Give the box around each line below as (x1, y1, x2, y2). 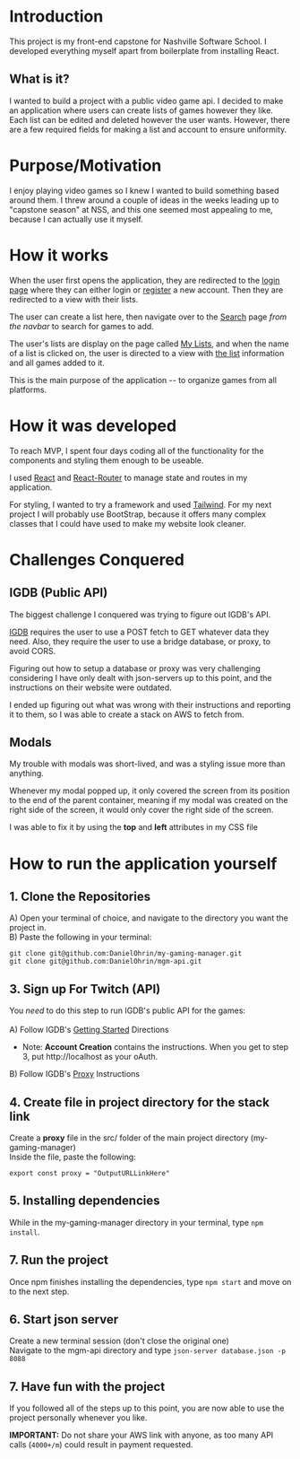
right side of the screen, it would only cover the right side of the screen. (9, 805, 274, 816)
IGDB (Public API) (9, 585, 108, 600)
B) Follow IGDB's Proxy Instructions (9, 1069, 141, 1079)
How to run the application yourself (9, 853, 278, 874)
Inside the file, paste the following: (9, 1151, 136, 1162)
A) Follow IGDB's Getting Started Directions (9, 1025, 169, 1035)
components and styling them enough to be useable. (9, 455, 204, 466)
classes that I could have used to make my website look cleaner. (9, 518, 246, 529)
